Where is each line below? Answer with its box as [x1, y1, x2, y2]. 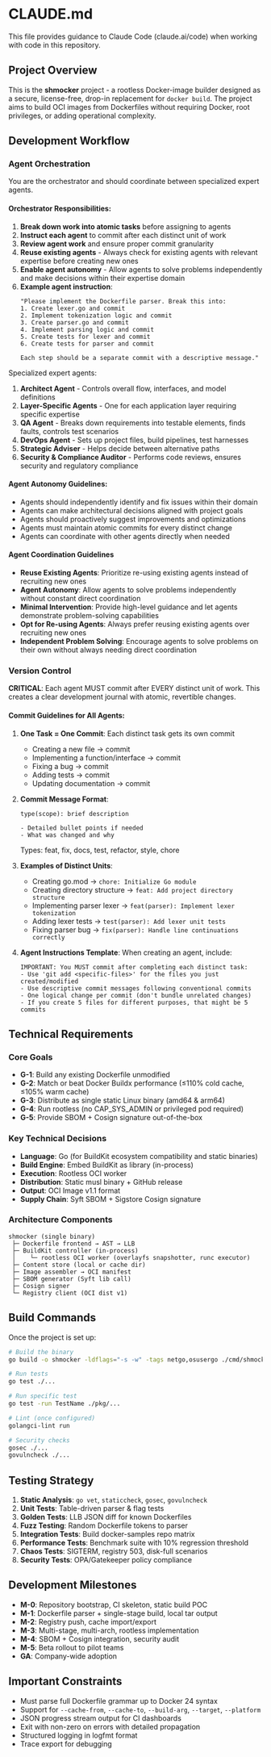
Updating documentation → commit [31, 778, 151, 788]
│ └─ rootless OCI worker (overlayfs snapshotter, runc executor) [11, 1253, 251, 1261]
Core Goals [8, 1051, 53, 1062]
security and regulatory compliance [19, 461, 139, 471]
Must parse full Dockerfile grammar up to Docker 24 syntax [19, 1696, 218, 1705]
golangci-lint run [8, 1421, 70, 1429]
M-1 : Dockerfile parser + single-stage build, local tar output [19, 1608, 218, 1618]
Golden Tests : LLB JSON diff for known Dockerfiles [19, 1512, 192, 1522]
